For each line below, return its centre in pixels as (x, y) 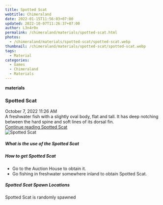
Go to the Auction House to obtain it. (49, 169)
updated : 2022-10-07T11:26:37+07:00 (42, 23)
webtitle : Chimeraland (28, 14)
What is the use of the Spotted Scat (42, 143)
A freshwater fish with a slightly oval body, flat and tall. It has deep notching (82, 117)
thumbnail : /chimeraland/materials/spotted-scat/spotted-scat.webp (76, 46)
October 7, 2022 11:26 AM (31, 111)
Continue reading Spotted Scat (36, 127)
